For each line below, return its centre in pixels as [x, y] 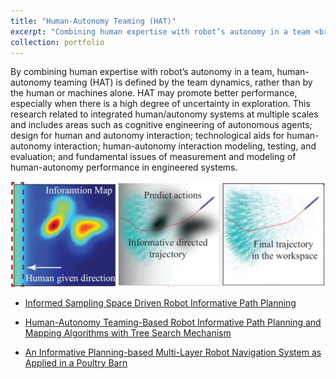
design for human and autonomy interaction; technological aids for [147, 136]
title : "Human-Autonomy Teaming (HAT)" [93, 21]
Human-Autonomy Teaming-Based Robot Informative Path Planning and [173, 322]
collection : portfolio [57, 42]
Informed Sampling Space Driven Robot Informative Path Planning [160, 302]
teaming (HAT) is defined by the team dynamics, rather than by [183, 82]
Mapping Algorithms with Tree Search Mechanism [128, 332]
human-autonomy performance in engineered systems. [124, 167]
